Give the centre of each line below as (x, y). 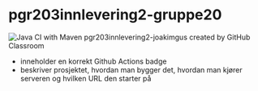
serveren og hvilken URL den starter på (86, 78)
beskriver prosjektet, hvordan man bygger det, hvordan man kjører (131, 69)
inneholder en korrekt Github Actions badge (93, 61)
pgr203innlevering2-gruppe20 (115, 15)
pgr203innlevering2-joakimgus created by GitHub (167, 37)
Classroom (26, 45)
